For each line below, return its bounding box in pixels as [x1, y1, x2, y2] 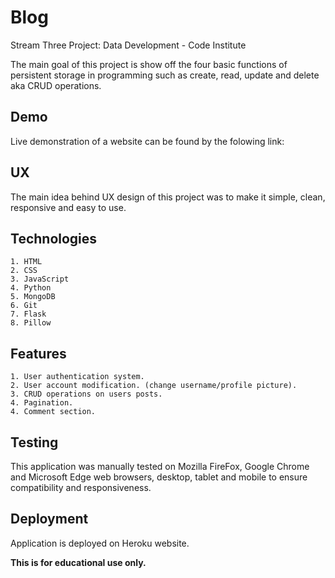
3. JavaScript [10, 274, 70, 285]
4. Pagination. [10, 398, 74, 408]
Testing [10, 434, 59, 451]
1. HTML [10, 257, 43, 267]
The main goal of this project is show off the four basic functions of [10, 58, 288, 70]
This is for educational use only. [10, 556, 147, 568]
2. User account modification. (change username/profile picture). [10, 381, 298, 391]
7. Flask [10, 309, 47, 320]
